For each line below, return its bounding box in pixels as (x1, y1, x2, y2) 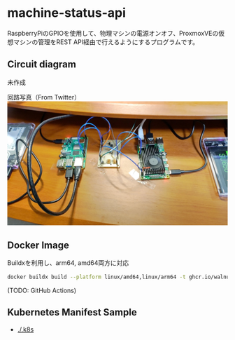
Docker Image (7, 239, 70, 251)
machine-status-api (7, 5, 126, 21)
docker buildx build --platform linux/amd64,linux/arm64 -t (7, 273, 187, 281)
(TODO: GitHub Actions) (7, 286, 77, 294)
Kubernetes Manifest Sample (7, 306, 138, 318)
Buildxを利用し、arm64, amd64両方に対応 (7, 259, 129, 267)
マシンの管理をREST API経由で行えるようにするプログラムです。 (13, 37, 199, 46)
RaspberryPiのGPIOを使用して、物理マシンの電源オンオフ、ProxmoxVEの (7, 29, 219, 37)
